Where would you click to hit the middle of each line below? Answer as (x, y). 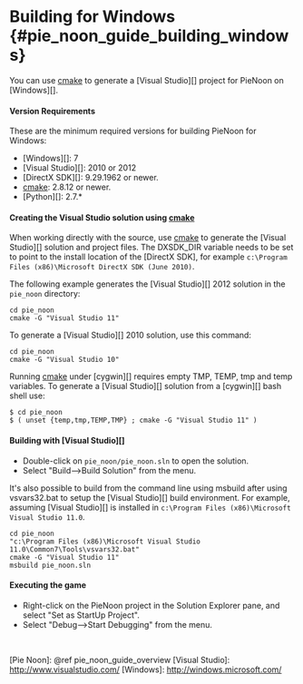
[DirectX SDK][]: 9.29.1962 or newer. (90, 178)
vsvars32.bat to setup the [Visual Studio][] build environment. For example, (150, 497)
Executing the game (48, 585)
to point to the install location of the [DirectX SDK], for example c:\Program (148, 257)
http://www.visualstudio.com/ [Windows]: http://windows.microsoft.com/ (146, 669)
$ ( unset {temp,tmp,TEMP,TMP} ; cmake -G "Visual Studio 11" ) (133, 420)
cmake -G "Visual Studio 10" (64, 360)
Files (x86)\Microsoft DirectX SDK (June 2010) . (102, 267)
